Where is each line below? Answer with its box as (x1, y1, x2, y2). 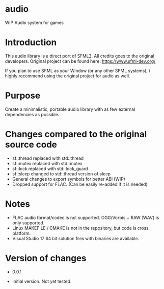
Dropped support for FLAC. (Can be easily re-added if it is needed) (12, 181, 148, 187)
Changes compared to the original (5, 129, 147, 140)
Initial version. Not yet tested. (12, 278, 72, 284)
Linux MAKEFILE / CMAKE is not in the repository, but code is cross (12, 225, 149, 231)
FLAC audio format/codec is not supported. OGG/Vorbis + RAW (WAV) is (12, 215, 159, 220)
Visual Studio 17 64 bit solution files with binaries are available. (12, 235, 139, 241)
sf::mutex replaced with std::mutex (12, 160, 82, 166)
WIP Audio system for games (5, 20, 64, 25)
